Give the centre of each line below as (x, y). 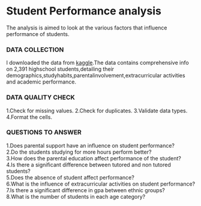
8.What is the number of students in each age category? (76, 196)
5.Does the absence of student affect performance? (70, 177)
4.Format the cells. (29, 117)
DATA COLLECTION (35, 49)
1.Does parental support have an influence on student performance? (91, 145)
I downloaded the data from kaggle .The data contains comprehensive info (97, 63)
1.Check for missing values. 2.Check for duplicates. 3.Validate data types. (97, 111)
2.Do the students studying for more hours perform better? (79, 152)
